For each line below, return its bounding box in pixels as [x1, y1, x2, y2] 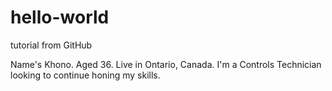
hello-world [10, 6, 110, 29]
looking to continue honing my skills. [10, 69, 161, 81]
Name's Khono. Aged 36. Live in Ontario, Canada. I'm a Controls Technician [10, 58, 322, 70]
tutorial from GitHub [10, 39, 93, 51]
